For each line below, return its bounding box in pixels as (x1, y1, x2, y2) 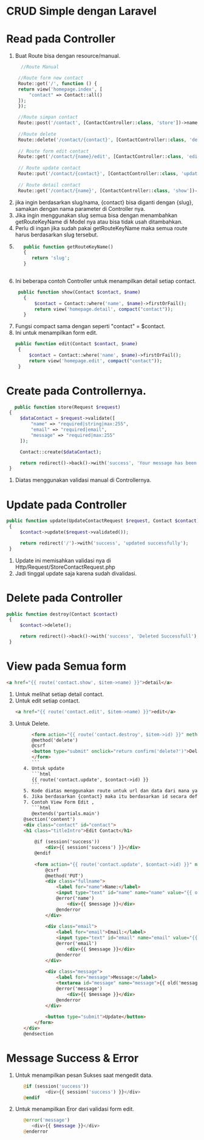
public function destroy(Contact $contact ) (6, 611, 118, 617)
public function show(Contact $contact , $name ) (18, 289, 141, 295)
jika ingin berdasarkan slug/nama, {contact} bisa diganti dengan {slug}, (15, 199, 194, 206)
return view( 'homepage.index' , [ (18, 86, 103, 92)
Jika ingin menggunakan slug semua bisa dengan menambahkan (15, 211, 178, 219)
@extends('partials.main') (31, 810, 100, 817)
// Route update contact (18, 165, 81, 171)
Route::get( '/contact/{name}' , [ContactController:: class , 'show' (18, 187, 190, 194)
